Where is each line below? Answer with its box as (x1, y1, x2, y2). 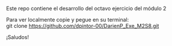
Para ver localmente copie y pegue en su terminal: (6, 16, 129, 23)
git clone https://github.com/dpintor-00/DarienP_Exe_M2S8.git (6, 23, 159, 29)
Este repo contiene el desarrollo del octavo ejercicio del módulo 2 (6, 5, 167, 12)
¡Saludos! (6, 34, 29, 40)
